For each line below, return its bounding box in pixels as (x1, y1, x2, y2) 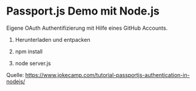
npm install (15, 47, 43, 55)
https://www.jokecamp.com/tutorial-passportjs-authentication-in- (25, 71, 190, 78)
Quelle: (6, 71, 24, 78)
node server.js (15, 59, 52, 67)
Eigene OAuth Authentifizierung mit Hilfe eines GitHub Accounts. (6, 24, 168, 32)
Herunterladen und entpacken (15, 36, 90, 43)
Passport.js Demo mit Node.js (6, 4, 160, 18)
